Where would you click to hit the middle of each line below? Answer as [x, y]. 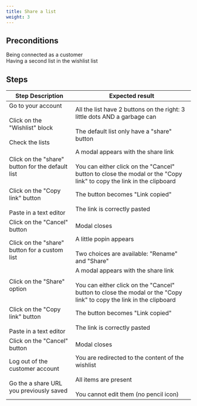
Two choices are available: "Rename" [126, 254]
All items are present [103, 380]
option [18, 289]
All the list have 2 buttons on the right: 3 [130, 110]
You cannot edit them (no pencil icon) [127, 394]
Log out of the [28, 361]
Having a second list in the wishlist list [52, 61]
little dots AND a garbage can [116, 117]
